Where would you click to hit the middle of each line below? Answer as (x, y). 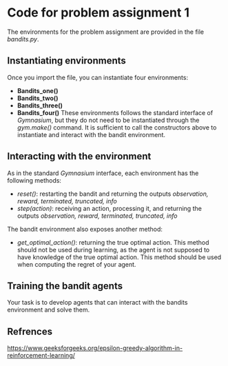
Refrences (30, 331)
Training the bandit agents (65, 286)
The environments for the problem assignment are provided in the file (106, 32)
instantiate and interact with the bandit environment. (91, 134)
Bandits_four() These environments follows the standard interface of (115, 112)
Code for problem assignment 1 (99, 13)
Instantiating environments (66, 61)
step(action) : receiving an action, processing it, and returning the (109, 208)
